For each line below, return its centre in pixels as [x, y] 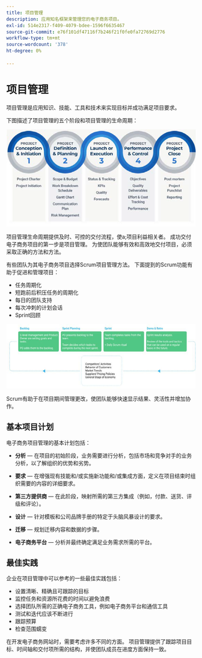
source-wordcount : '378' [37, 45]
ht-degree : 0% [24, 51]
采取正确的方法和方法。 [35, 252]
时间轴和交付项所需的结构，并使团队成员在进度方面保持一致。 [93, 649]
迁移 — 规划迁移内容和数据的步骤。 [59, 529]
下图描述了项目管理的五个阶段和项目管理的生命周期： [72, 120]
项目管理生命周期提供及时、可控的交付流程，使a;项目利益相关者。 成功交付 [99, 237]
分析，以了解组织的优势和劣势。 [54, 463]
